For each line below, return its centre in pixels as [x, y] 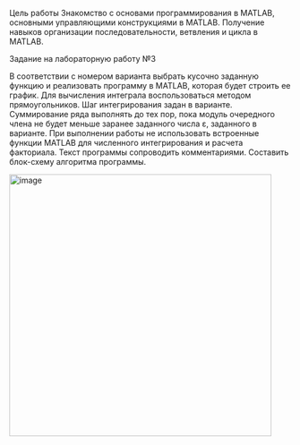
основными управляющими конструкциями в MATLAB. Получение [137, 22]
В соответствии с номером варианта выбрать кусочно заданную [134, 76]
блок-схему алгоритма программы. [78, 162]
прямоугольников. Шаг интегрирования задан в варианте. [121, 105]
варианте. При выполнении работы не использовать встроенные [134, 133]
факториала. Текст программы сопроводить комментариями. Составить [149, 152]
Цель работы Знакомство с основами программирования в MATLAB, [142, 13]
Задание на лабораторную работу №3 [83, 59]
